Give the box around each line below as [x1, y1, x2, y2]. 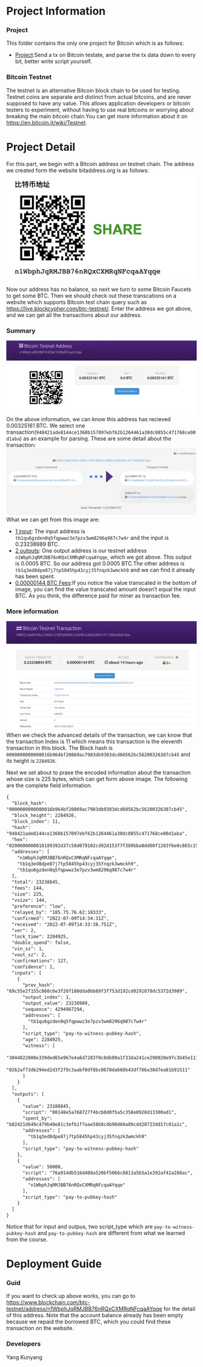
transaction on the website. [6, 1325, 74, 1332]
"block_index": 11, [11, 818, 61, 825]
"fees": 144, [11, 885, 45, 891]
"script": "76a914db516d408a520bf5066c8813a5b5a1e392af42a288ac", [22, 1169, 193, 1176]
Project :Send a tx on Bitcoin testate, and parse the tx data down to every [14, 52, 196, 59]
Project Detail [6, 140, 76, 154]
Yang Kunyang [6, 1353, 42, 1361]
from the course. [6, 1236, 48, 1243]
